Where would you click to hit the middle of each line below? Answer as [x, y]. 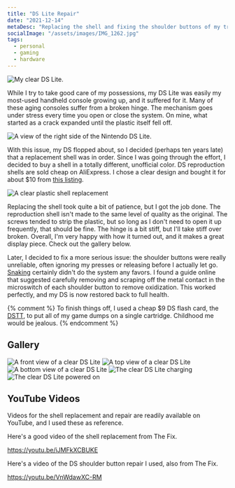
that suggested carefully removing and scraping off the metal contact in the [116, 279]
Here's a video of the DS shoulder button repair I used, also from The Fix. [113, 463]
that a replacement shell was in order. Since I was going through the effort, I [116, 157]
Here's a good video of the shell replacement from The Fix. [92, 437]
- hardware [29, 60]
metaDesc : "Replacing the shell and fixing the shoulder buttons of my [114, 27]
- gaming [26, 53]
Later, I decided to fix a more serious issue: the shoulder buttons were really [117, 257]
